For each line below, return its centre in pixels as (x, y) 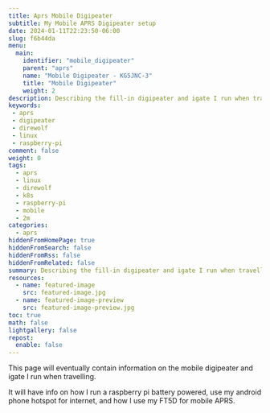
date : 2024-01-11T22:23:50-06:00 (64, 31)
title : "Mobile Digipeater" (70, 83)
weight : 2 (39, 91)
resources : (27, 278)
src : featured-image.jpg (64, 293)
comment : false (34, 151)
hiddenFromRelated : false (51, 262)
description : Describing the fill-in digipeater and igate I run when (129, 98)
